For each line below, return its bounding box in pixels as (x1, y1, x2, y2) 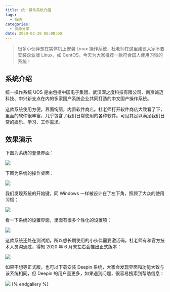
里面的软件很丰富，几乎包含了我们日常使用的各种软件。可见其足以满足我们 (5, 112, 160, 118)
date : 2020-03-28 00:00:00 (5, 31, 62, 36)
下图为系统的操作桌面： (5, 170, 54, 176)
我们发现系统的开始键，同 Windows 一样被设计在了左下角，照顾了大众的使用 (5, 190, 164, 196)
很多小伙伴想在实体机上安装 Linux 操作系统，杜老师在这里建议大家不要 (17, 46, 165, 51)
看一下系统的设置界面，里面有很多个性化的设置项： (5, 217, 112, 223)
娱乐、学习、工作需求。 (14, 119, 63, 125)
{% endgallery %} (11, 281, 49, 287)
